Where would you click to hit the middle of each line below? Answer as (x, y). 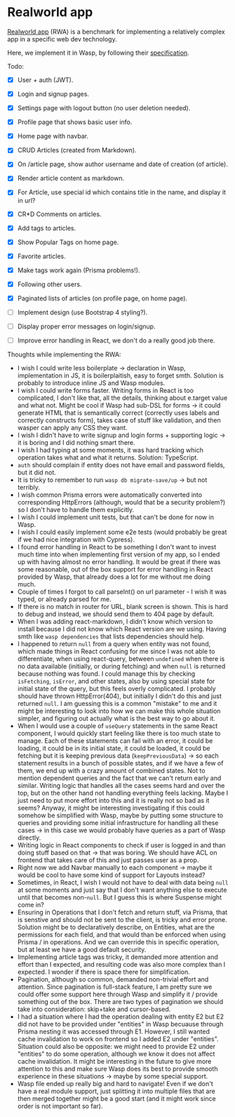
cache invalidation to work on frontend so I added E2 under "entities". (118, 1039)
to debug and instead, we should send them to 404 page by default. (116, 614)
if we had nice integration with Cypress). (76, 540)
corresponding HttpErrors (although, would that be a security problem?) (121, 502)
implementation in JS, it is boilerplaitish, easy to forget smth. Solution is (121, 375)
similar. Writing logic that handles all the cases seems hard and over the (121, 786)
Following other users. (49, 284)
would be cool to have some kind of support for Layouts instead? (111, 875)
